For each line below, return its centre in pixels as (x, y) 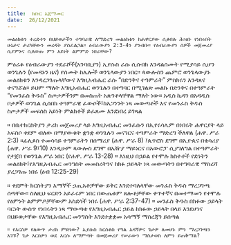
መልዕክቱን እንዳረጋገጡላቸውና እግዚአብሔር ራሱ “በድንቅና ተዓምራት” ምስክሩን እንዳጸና (106, 80)
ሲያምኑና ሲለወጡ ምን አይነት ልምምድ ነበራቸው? (60, 51)
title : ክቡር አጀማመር (36, 13)
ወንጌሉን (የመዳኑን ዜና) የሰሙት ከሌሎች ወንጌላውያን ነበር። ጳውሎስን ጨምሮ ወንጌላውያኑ (109, 72)
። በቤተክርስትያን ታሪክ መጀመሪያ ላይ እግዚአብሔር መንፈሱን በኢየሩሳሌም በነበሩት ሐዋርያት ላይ (115, 125)
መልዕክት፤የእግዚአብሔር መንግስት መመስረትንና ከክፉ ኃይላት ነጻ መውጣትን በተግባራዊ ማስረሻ (112, 163)
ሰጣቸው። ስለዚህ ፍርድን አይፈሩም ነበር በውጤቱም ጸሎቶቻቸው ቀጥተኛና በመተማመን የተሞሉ (114, 193)
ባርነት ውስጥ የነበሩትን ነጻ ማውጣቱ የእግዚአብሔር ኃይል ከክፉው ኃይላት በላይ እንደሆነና (105, 208)
